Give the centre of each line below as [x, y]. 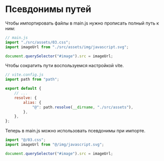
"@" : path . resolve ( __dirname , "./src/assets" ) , [83, 107]
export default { [23, 89]
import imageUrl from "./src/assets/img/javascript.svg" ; [67, 47]
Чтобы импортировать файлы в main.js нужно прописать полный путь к [82, 23]
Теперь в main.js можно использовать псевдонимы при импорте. [75, 131]
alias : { [32, 102]
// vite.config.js [24, 75]
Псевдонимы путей [48, 9]
